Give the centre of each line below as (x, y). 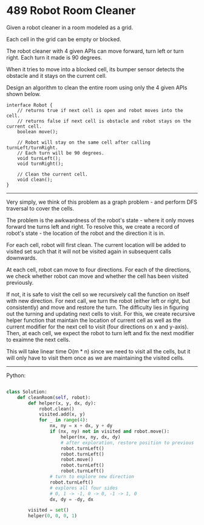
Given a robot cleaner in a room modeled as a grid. (70, 27)
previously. (20, 282)
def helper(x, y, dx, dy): (62, 403)
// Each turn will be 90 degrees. (61, 153)
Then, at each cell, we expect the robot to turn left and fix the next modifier (100, 333)
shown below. (24, 94)
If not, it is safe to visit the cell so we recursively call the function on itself (98, 294)
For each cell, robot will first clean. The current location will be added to (96, 245)
